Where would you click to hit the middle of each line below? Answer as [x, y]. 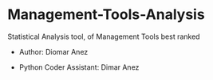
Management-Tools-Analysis [106, 15]
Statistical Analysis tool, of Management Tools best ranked [104, 36]
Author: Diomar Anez [53, 51]
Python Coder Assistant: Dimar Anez [79, 67]
